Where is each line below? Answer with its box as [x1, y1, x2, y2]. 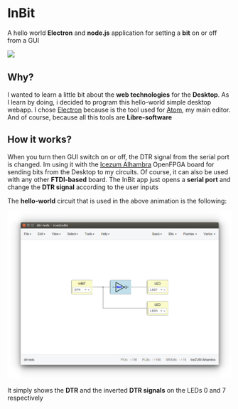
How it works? [7, 134, 72, 146]
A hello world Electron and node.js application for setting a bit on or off [7, 28, 217, 37]
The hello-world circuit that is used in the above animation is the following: [7, 196, 227, 205]
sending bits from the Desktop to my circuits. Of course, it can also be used [7, 167, 229, 176]
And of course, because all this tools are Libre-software [7, 112, 173, 122]
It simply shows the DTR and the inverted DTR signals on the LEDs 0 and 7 [7, 386, 226, 395]
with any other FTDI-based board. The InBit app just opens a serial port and [7, 175, 231, 184]
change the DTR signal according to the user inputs [7, 183, 158, 191]
